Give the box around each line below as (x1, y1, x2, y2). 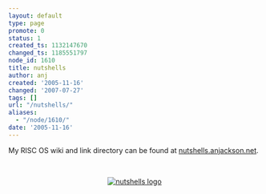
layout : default (8, 11, 62, 20)
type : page (8, 19, 45, 27)
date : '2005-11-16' (8, 123, 74, 131)
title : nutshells (8, 64, 66, 72)
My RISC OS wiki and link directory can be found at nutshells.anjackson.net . (8, 145, 259, 155)
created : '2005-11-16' (8, 79, 84, 87)
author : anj (8, 71, 48, 79)
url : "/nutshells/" (8, 101, 74, 109)
